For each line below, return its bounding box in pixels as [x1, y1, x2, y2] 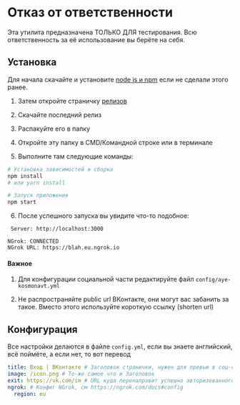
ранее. [7, 83, 29, 91]
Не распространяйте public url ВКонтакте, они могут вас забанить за [17, 295, 229, 304]
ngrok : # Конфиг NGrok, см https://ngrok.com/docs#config [7, 384, 184, 391]
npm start [7, 199, 37, 206]
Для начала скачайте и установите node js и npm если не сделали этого [7, 75, 229, 84]
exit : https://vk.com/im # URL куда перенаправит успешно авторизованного [7, 376, 235, 384]
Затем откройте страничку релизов [17, 96, 127, 105]
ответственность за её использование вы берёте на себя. [7, 35, 186, 44]
